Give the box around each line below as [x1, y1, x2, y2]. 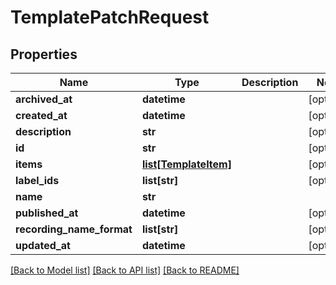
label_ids [15, 174, 60, 187]
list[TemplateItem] [141, 157, 232, 171]
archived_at [15, 92, 73, 106]
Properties [10, 46, 78, 63]
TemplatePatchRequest [10, 6, 210, 29]
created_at [15, 109, 68, 122]
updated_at [15, 239, 71, 252]
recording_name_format [15, 222, 133, 236]
